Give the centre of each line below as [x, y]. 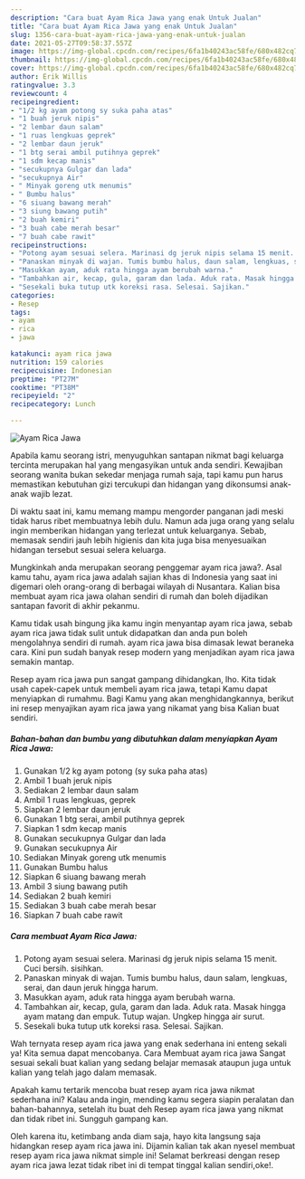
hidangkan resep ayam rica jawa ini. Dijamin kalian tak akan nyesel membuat [153, 1146]
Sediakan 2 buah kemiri [67, 896]
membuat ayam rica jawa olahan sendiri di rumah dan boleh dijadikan [139, 596]
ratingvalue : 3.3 [43, 85]
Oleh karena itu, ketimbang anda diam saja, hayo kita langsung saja [136, 1136]
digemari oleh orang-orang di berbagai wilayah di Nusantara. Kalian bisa [145, 586]
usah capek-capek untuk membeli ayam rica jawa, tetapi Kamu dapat [139, 689]
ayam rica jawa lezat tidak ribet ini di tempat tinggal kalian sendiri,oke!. [142, 1165]
